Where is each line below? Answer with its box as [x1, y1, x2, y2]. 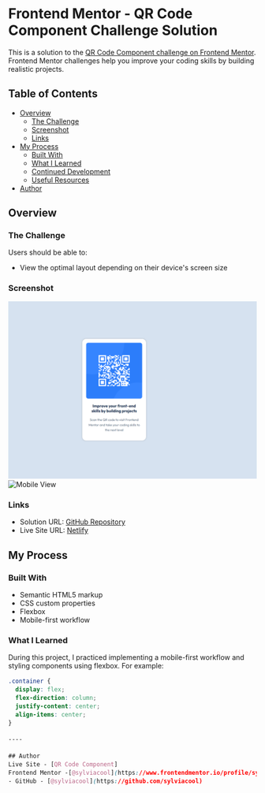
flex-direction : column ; [15, 694, 97, 702]
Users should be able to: [8, 248, 88, 257]
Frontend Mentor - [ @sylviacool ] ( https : [8, 769, 140, 776]
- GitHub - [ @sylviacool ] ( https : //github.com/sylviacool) [8, 777, 203, 785]
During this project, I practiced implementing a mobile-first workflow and [8, 653, 244, 662]
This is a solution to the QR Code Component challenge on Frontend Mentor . [8, 47, 256, 57]
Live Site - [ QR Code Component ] [8, 761, 118, 769]
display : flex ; [15, 686, 65, 694]
